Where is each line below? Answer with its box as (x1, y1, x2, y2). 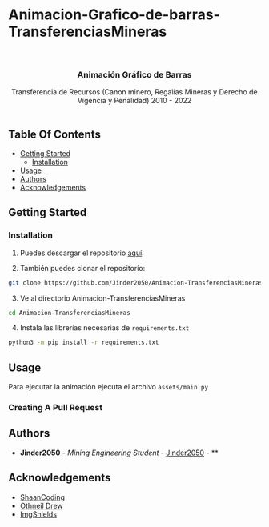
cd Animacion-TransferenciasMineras (8, 309, 130, 317)
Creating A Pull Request (8, 402, 102, 413)
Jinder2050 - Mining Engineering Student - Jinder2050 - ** (19, 448, 219, 457)
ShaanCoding (19, 492, 66, 501)
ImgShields (19, 509, 58, 519)
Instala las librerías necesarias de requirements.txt (19, 323, 190, 333)
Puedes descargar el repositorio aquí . (19, 248, 144, 258)
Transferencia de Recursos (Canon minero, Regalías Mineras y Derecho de (11, 87, 258, 97)
